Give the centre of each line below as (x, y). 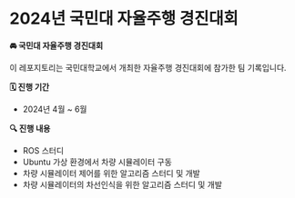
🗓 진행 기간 (30, 86)
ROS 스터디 (43, 150)
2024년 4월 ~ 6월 (55, 109)
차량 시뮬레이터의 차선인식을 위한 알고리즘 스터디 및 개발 (122, 184)
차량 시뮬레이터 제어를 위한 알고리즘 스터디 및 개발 (111, 173)
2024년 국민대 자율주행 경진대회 (124, 19)
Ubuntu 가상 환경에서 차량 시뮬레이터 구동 (97, 162)
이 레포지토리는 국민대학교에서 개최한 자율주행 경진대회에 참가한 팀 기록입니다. (148, 67)
